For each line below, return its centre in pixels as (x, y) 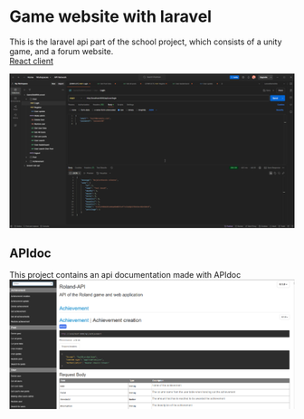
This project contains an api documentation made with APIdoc (125, 275)
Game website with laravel (111, 17)
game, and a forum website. (62, 51)
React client (32, 61)
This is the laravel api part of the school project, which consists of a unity (146, 42)
